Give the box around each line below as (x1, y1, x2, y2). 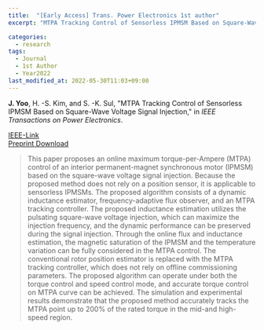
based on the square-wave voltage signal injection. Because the (27, 170, 236, 180)
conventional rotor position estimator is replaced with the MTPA (27, 254, 233, 263)
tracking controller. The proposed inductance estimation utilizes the (27, 203, 247, 213)
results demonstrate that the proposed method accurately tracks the (27, 295, 249, 305)
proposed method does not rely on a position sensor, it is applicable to (27, 178, 256, 189)
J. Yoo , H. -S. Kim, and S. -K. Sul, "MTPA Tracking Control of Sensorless (8, 98, 242, 108)
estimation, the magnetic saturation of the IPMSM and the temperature (27, 237, 256, 247)
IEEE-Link (8, 130, 39, 140)
